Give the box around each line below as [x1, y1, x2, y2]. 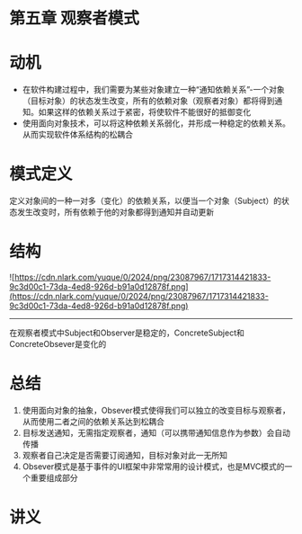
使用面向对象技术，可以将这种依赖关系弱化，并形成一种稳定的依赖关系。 [22, 118, 290, 129]
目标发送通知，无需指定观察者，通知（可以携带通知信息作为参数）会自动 [22, 427, 290, 438]
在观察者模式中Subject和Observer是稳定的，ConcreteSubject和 [9, 327, 244, 338]
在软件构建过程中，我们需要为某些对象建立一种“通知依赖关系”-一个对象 [22, 85, 285, 95]
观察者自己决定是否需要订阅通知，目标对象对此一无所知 [22, 449, 227, 460]
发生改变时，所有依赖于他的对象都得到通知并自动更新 [16, 207, 214, 218]
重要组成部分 [30, 472, 78, 483]
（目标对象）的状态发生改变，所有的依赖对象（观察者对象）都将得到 [22, 95, 275, 106]
